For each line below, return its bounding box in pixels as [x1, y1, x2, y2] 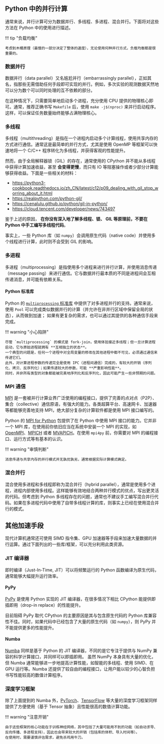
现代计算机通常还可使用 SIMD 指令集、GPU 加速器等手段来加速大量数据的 [5, 535, 153, 541]
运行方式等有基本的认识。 [13, 436, 65, 442]
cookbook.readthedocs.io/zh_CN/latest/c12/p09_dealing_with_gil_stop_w [12, 185, 159, 191]
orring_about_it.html [12, 190, 53, 197]
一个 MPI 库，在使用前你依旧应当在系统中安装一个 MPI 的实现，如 [5, 424, 137, 430]
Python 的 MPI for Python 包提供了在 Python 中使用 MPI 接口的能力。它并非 [5, 417, 157, 424]
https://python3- [12, 180, 46, 186]
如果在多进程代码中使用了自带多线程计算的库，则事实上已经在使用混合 [13, 500, 155, 505]
